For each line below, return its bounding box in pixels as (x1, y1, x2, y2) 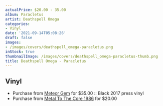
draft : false (5, 35, 33, 40)
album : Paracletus (5, 12, 44, 17)
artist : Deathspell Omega (5, 16, 59, 21)
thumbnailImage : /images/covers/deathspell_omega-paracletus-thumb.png (5, 53, 158, 59)
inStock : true (5, 49, 35, 54)
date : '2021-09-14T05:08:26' (5, 30, 66, 35)
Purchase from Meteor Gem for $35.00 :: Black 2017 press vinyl (12, 90, 144, 96)
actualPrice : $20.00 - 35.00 (5, 7, 66, 12)
